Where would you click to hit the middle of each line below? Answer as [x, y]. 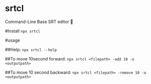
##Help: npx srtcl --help [31, 49]
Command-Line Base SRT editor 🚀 [39, 22]
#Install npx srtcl [23, 31]
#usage [13, 40]
